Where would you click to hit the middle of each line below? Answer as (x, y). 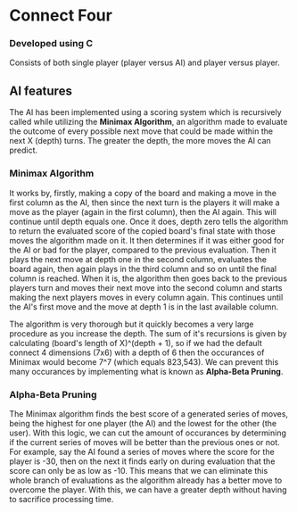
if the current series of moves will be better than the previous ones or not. (145, 442)
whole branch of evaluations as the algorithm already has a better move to (146, 480)
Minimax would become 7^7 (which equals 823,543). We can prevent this (144, 361)
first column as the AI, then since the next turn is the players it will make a (144, 203)
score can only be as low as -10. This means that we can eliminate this (139, 470)
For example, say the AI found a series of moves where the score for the (142, 451)
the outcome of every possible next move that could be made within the (141, 131)
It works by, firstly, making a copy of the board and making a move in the (143, 193)
